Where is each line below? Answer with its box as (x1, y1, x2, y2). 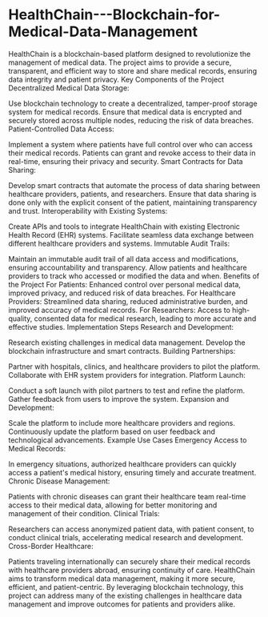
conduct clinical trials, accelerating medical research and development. (8, 532, 244, 542)
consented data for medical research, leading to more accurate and (34, 314, 257, 323)
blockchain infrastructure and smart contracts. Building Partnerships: (8, 346, 236, 355)
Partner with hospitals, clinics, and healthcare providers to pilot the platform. (8, 362, 261, 371)
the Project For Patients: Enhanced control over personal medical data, (8, 279, 242, 289)
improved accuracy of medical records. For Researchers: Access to (8, 305, 230, 315)
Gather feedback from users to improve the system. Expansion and (8, 394, 230, 403)
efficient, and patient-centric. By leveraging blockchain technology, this (8, 582, 244, 591)
